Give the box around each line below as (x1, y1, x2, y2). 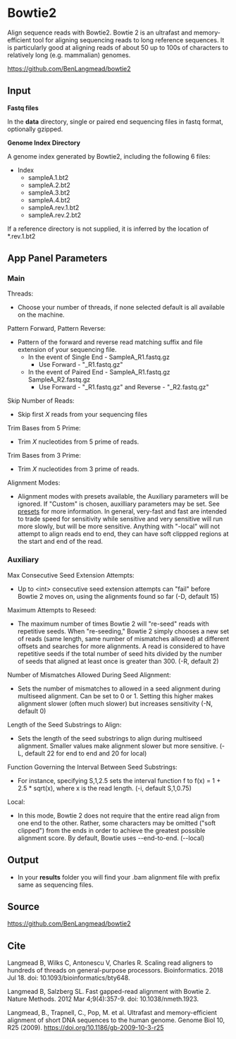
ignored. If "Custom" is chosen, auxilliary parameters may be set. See (17, 499, 220, 509)
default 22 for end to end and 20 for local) (24, 749, 147, 758)
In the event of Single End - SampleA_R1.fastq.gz (27, 353, 170, 361)
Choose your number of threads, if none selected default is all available (17, 303, 225, 312)
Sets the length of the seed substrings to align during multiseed (17, 734, 202, 742)
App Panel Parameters (7, 253, 108, 265)
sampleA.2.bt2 (27, 181, 70, 189)
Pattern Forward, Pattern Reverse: (7, 324, 106, 333)
